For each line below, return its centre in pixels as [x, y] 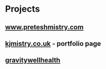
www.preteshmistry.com [44, 27]
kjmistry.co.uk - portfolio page [53, 43]
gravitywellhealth [33, 60]
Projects [23, 9]
